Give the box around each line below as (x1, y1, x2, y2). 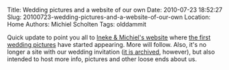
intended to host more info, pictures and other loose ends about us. (7, 55, 197, 63)
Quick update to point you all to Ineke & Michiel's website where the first (7, 33, 211, 41)
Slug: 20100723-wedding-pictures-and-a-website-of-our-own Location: (7, 13, 211, 21)
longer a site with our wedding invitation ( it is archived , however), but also (7, 48, 215, 56)
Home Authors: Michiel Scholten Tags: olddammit (7, 20, 147, 28)
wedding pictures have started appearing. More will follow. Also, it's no (7, 41, 207, 48)
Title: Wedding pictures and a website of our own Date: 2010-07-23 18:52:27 (7, 6, 223, 14)
